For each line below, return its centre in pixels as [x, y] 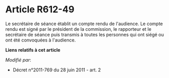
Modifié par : [18, 60]
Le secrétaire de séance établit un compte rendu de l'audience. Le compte [84, 24]
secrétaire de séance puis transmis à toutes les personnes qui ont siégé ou [85, 34]
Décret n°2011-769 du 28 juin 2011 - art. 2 [57, 70]
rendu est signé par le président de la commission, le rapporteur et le [78, 29]
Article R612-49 [40, 9]
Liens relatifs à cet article [33, 50]
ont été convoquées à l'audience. [41, 40]
